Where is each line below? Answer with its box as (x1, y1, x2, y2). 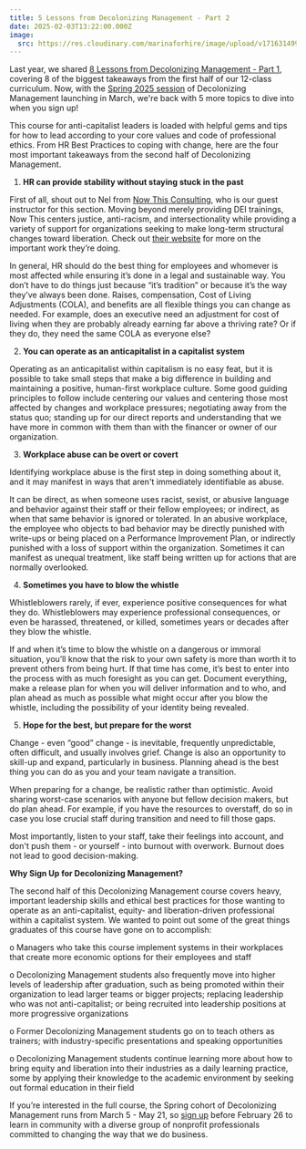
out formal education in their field (9, 1082, 135, 1093)
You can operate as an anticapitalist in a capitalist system (22, 346, 246, 357)
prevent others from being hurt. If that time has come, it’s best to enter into (9, 663, 290, 675)
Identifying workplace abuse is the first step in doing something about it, (9, 467, 281, 478)
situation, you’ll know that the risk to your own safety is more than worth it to (9, 654, 297, 665)
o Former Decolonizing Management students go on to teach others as (9, 1026, 275, 1037)
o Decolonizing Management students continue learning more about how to (9, 1053, 293, 1064)
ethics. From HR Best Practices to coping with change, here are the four (9, 140, 280, 150)
